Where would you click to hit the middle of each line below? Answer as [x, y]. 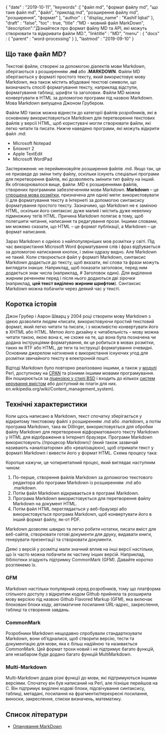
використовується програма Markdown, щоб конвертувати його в [82, 514]
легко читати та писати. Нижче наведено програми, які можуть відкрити [83, 128]
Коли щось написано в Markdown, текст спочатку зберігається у [74, 416]
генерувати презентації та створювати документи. [59, 539]
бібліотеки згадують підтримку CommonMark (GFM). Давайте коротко [79, 560]
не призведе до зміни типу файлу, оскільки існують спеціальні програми [83, 174]
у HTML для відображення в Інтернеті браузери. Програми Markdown [79, 437]
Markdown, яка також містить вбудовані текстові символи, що [71, 82]
